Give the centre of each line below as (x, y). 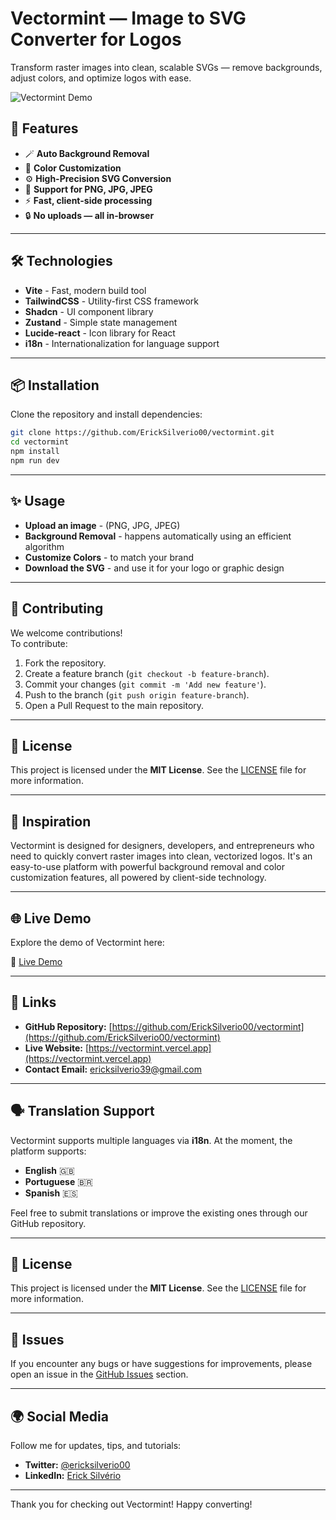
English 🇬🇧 (49, 1170)
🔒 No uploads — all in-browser (89, 215)
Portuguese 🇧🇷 (58, 1181)
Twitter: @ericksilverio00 (77, 1465)
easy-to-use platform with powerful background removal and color (147, 867)
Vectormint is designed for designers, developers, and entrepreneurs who (162, 846)
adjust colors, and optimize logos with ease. (101, 78)
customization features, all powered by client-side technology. (138, 878)
